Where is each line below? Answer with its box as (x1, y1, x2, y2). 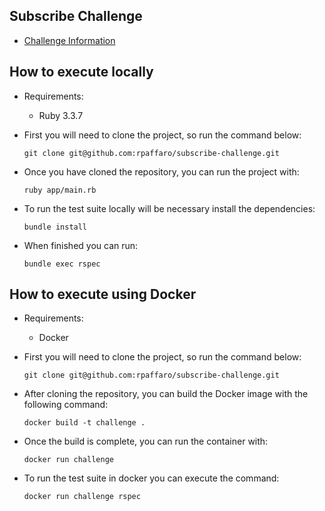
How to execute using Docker (9, 286, 197, 303)
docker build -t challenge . (23, 418, 146, 428)
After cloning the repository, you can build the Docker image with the (23, 388, 309, 400)
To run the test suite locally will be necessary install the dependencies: (23, 202, 316, 214)
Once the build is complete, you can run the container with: (23, 435, 269, 448)
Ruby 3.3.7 (38, 109, 84, 121)
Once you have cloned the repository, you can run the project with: (23, 165, 300, 178)
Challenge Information (23, 34, 116, 46)
